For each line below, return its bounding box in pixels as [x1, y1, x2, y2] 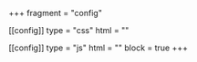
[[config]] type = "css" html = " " [8, 25, 130, 35]
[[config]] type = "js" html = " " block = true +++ [8, 42, 189, 53]
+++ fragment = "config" [8, 8, 102, 18]
